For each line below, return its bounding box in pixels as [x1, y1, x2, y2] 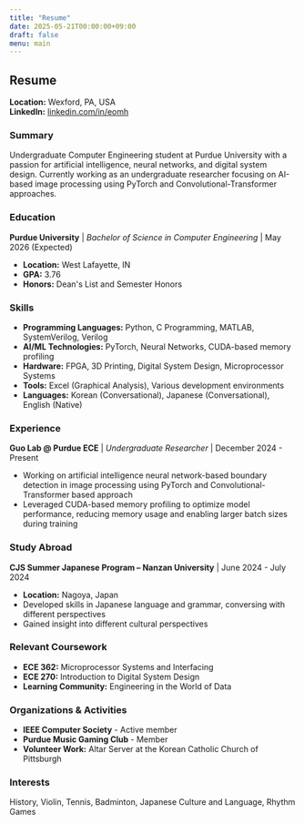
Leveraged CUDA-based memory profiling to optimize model [22, 499, 250, 510]
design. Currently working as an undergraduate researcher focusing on [9, 169, 277, 180]
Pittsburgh [22, 753, 62, 765]
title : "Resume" [9, 13, 71, 23]
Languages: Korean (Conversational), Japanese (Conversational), [22, 389, 270, 401]
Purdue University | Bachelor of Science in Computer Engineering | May [9, 231, 282, 242]
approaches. [9, 188, 57, 199]
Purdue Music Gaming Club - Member [22, 734, 168, 745]
